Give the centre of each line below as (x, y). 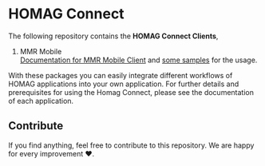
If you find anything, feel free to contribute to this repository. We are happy (131, 145)
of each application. (41, 101)
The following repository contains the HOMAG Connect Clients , (113, 36)
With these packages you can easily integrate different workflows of (121, 75)
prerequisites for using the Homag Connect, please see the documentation (131, 92)
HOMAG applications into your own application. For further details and (124, 84)
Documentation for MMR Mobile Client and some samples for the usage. (138, 60)
